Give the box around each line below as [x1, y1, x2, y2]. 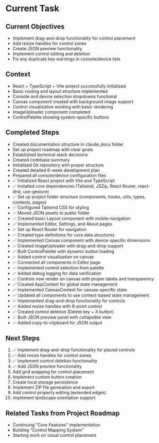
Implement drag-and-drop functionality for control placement [12, 35, 136, 41]
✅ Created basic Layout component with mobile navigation [12, 215, 131, 221]
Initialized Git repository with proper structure [12, 162, 104, 168]
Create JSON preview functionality [12, 46, 82, 51]
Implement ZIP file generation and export [12, 384, 95, 390]
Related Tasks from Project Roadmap [5, 409, 120, 417]
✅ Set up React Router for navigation [12, 226, 87, 232]
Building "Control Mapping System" [12, 427, 84, 433]
